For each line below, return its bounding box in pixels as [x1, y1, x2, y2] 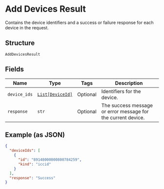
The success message [101, 102, 153, 108]
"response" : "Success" [9, 175, 56, 180]
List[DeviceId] [37, 91, 73, 97]
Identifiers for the [101, 88, 141, 95]
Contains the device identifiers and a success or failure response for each [5, 20, 154, 25]
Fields [5, 65, 24, 74]
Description [115, 80, 143, 86]
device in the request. [5, 24, 49, 30]
